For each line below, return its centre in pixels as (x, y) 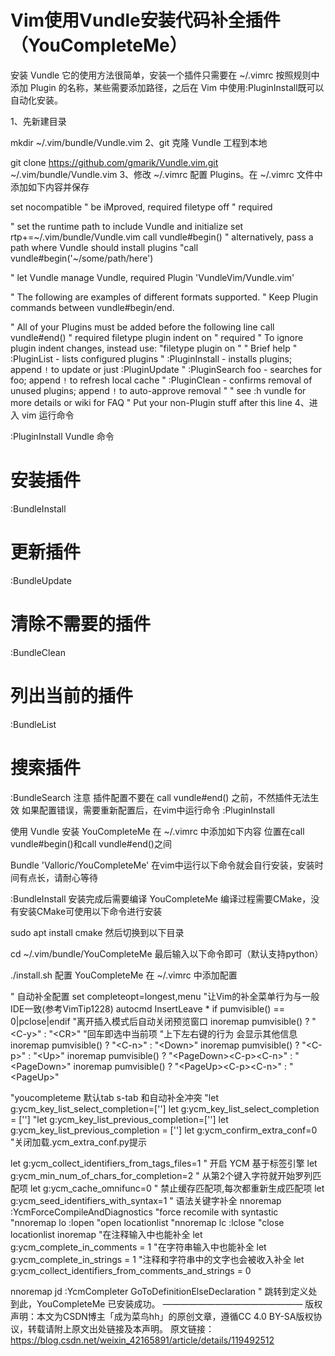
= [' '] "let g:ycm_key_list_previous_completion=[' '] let (119, 1119)
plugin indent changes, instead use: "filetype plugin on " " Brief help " (154, 348)
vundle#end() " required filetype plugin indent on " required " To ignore (157, 337)
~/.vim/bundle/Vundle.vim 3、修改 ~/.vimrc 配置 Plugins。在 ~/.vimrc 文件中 (166, 174)
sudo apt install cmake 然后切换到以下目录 (97, 932)
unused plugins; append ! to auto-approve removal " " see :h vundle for (158, 390)
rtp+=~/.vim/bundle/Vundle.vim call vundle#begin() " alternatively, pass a (162, 237)
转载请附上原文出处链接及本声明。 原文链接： (121, 1328)
